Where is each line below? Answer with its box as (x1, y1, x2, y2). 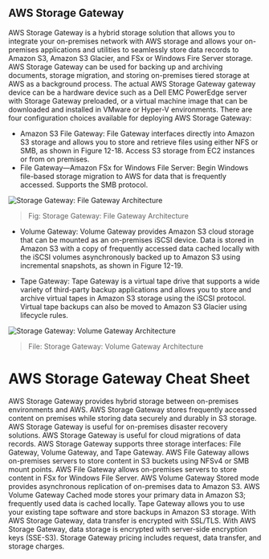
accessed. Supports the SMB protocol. (19, 180, 149, 190)
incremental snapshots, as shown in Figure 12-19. (19, 260, 183, 270)
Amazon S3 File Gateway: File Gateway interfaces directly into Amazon (19, 129, 255, 138)
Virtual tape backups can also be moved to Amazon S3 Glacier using (19, 301, 247, 312)
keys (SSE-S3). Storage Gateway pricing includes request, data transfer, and (8, 532, 262, 542)
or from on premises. (19, 154, 90, 164)
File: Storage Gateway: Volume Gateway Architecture (27, 341, 204, 351)
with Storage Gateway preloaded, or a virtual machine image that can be (8, 96, 248, 105)
